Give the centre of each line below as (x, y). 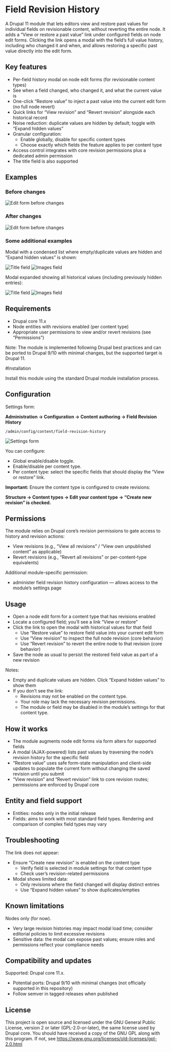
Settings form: (20, 407)
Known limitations (35, 906)
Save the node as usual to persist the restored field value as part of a (85, 654)
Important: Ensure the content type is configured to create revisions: (78, 487)
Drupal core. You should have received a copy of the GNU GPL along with (83, 1033)
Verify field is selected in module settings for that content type (86, 868)
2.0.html (14, 1044)
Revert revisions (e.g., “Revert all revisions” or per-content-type (80, 557)
